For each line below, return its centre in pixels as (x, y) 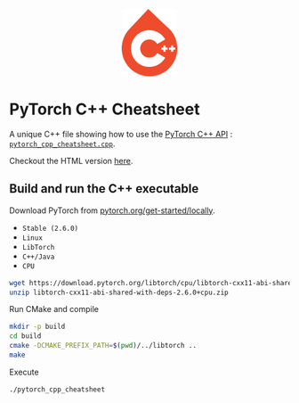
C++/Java (38, 257)
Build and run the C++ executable (104, 189)
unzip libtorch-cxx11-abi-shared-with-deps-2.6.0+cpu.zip (119, 292)
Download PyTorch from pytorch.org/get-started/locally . (112, 210)
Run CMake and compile (54, 309)
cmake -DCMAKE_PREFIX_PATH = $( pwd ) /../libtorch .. (103, 346)
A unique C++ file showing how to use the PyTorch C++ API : (121, 134)
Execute (24, 372)
